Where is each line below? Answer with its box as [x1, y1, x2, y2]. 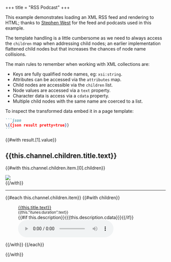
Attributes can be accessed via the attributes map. [12, 77, 122, 82]
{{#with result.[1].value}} [5, 136, 57, 142]
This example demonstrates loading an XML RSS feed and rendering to [5, 14, 154, 20]
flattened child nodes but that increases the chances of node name [5, 46, 146, 52]
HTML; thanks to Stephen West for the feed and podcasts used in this [5, 20, 152, 26]
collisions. [5, 51, 26, 57]
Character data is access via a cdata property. [12, 93, 109, 99]
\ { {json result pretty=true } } [5, 123, 70, 128]
